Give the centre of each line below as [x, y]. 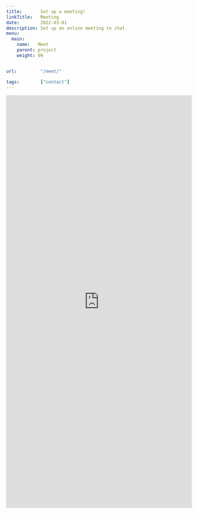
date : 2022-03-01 [37, 22]
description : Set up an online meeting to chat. [67, 28]
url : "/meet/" [34, 71]
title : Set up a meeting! [46, 11]
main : [18, 39]
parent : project [37, 50]
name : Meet [33, 45]
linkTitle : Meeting [33, 17]
